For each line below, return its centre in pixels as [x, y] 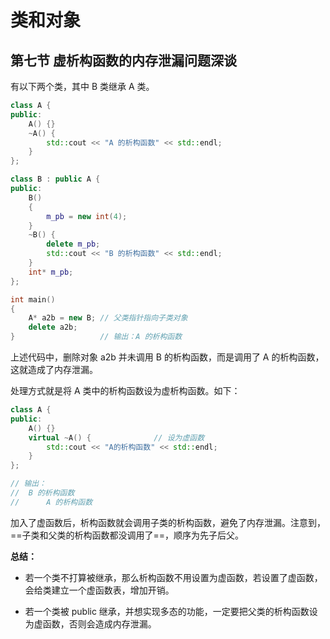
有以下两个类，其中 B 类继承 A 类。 [82, 86]
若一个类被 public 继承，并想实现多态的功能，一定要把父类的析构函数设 [171, 611]
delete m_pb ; [73, 244]
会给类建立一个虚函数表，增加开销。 [99, 590]
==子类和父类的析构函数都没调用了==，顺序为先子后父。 [127, 535]
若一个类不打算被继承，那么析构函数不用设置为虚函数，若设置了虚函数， [173, 577]
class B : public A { [55, 179]
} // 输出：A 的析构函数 [96, 337]
